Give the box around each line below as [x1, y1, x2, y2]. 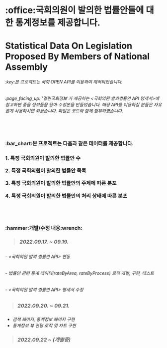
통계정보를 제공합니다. [15, 17, 100, 28]
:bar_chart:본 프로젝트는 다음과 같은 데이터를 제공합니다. [5, 140, 134, 147]
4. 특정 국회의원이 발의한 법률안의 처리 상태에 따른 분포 [5, 192, 128, 199]
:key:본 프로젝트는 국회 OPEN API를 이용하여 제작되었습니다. [5, 78, 123, 85]
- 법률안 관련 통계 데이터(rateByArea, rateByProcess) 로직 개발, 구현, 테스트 [5, 270, 154, 276]
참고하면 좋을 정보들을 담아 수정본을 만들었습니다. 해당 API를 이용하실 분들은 [5, 101, 153, 107]
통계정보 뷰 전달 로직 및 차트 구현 [12, 323, 76, 329]
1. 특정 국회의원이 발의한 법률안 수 [5, 154, 81, 161]
